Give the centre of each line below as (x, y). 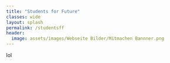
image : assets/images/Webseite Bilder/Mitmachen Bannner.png (88, 38)
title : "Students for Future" (43, 11)
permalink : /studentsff (35, 28)
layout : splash (25, 22)
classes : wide (24, 17)
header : (16, 33)
